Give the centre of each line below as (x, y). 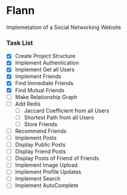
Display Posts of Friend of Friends (57, 158)
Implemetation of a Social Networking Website (64, 27)
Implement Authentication (47, 63)
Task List (20, 43)
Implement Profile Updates (48, 172)
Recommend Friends (41, 131)
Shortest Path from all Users (59, 117)
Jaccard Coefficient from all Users (67, 110)
